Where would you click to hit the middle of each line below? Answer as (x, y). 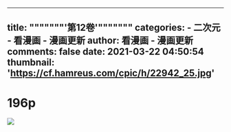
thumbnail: (31, 63)
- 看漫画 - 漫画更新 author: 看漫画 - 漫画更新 (100, 41)
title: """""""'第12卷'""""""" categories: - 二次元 (114, 28)
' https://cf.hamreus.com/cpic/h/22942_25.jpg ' (111, 73)
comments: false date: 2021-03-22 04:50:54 (106, 52)
